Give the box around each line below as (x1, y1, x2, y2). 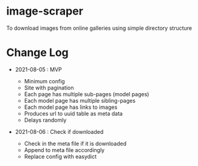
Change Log (6, 46, 69, 60)
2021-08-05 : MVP (15, 66, 63, 73)
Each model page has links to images (24, 103, 118, 111)
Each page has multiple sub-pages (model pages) (24, 90, 149, 98)
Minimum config (24, 77, 65, 85)
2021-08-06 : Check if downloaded (15, 128, 104, 135)
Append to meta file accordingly (24, 146, 105, 153)
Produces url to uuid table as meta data (24, 109, 123, 117)
